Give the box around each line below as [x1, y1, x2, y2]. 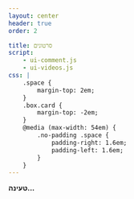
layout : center [8, 11, 59, 20]
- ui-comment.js [22, 56, 78, 64]
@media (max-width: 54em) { [22, 124, 116, 132]
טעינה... [8, 183, 35, 193]
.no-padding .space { [37, 131, 110, 139]
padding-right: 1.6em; [51, 139, 128, 147]
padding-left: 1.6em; [51, 146, 124, 154]
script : [8, 49, 35, 57]
